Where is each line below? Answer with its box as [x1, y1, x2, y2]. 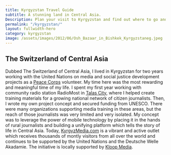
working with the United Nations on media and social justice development [5, 73, 159, 79]
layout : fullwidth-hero [5, 26, 56, 32]
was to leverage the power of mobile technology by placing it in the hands [5, 116, 160, 122]
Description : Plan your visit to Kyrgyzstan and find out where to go [5, 17, 158, 22]
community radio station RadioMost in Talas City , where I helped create [5, 89, 155, 96]
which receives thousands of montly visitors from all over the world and [5, 133, 156, 139]
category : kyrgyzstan [5, 31, 51, 36]
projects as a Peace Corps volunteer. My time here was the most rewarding [5, 79, 163, 85]
